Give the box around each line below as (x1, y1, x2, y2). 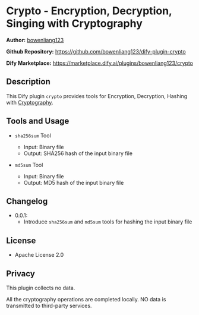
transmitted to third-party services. (6, 302, 92, 309)
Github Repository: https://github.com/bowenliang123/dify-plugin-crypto (6, 48, 186, 55)
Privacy (6, 269, 36, 279)
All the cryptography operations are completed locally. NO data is (6, 296, 166, 303)
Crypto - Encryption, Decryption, (6, 4, 172, 18)
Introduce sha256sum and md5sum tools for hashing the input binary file (23, 218, 192, 225)
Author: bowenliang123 (6, 36, 64, 43)
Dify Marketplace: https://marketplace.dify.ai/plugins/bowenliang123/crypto (6, 59, 193, 67)
